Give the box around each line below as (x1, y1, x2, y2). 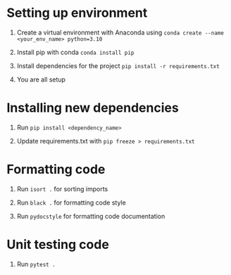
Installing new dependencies (6, 100, 179, 116)
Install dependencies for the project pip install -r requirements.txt (16, 61, 220, 70)
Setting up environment (6, 5, 148, 21)
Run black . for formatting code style (16, 198, 126, 207)
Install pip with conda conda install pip (16, 48, 135, 56)
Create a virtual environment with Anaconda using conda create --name (16, 28, 225, 37)
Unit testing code (6, 237, 110, 252)
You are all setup (16, 75, 66, 84)
